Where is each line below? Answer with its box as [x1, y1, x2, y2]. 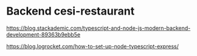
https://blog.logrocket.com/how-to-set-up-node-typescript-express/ [6, 43, 179, 50]
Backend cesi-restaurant [6, 4, 135, 18]
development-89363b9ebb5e [6, 30, 81, 38]
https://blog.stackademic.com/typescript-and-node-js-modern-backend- [6, 24, 191, 32]
